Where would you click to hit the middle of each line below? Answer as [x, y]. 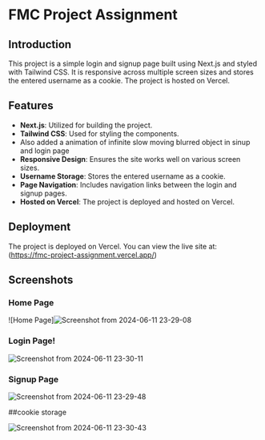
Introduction [40, 44]
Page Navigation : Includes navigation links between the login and [128, 184]
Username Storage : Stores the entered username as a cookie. [122, 176]
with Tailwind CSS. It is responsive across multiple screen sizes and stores [131, 72]
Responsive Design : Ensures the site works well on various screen [130, 159]
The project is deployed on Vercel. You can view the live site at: [113, 246]
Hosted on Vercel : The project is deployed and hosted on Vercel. [127, 201]
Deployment [40, 227]
